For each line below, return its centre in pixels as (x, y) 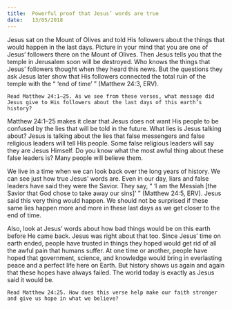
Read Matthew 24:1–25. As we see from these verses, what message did (111, 96)
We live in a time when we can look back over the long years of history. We (114, 171)
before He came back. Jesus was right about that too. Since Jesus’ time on (114, 236)
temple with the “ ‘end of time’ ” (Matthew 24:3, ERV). (83, 83)
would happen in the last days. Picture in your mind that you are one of (108, 47)
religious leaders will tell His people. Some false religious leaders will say (110, 143)
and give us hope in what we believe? (63, 298)
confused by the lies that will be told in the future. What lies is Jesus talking (115, 128)
